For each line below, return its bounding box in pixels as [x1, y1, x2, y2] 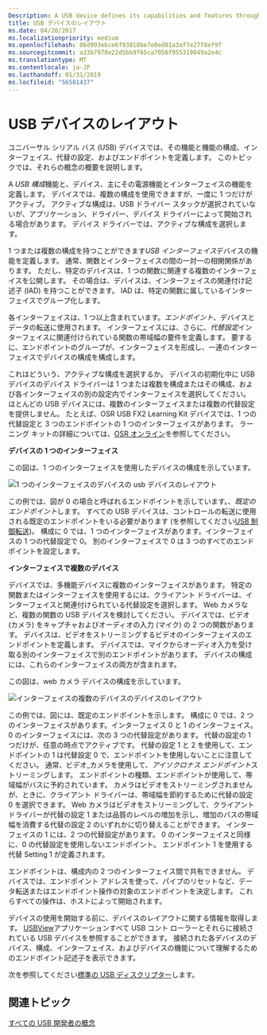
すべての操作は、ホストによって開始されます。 [14, 897, 167, 906]
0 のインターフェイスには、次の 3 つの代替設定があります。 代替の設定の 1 [8, 730, 252, 740]
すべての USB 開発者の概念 [8, 1018, 95, 1028]
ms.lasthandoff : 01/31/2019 [8, 71, 102, 79]
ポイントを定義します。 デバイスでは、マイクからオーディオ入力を [21, 640, 238, 649]
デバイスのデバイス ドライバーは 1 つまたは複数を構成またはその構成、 [8, 379, 240, 389]
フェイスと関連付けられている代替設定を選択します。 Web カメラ [29, 600, 242, 609]
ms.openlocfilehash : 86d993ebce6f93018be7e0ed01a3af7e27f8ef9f [8, 41, 222, 49]
